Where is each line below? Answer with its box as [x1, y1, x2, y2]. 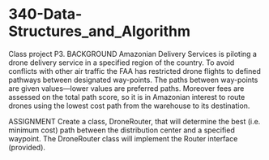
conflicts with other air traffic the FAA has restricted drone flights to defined [8, 66, 261, 76]
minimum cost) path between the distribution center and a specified [8, 125, 235, 135]
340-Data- [8, 5, 83, 24]
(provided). [8, 142, 46, 152]
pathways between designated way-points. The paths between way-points [8, 75, 258, 84]
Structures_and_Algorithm [8, 22, 190, 41]
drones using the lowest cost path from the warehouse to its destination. [8, 101, 250, 110]
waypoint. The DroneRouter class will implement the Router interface [8, 133, 238, 143]
